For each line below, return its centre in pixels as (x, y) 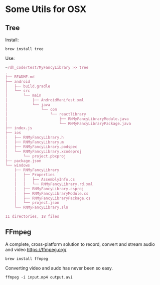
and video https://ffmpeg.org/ (36, 249)
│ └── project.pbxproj (36, 156)
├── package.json (23, 161)
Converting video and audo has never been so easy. (59, 268)
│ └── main (23, 96)
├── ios (13, 133)
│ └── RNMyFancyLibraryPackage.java (68, 123)
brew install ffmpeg (27, 259)
